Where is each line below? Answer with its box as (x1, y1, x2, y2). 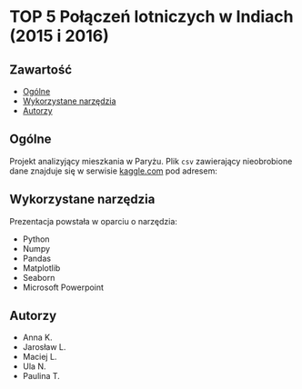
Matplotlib (22, 262, 61, 274)
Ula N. (22, 361, 46, 372)
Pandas (22, 253, 52, 264)
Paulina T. (22, 371, 61, 382)
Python (22, 234, 50, 244)
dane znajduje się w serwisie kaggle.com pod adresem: (9, 165, 218, 176)
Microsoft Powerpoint (22, 282, 105, 293)
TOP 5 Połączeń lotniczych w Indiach (9, 6, 294, 27)
